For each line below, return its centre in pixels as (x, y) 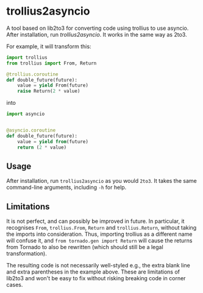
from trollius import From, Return (52, 63)
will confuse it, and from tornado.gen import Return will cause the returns (99, 241)
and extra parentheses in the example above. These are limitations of (93, 272)
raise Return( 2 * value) (49, 91)
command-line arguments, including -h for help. (66, 188)
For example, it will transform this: (49, 46)
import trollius (27, 57)
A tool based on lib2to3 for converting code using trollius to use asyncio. (98, 28)
